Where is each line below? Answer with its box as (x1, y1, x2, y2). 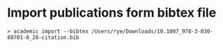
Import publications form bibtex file (7, 5, 217, 21)
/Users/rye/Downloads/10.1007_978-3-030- (91, 28, 214, 35)
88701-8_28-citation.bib (7, 33, 79, 41)
